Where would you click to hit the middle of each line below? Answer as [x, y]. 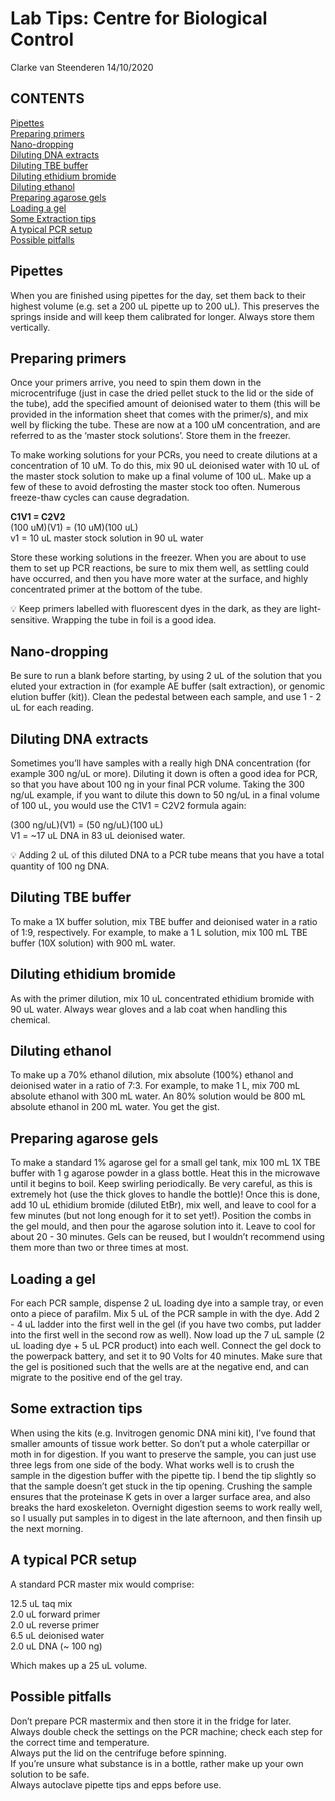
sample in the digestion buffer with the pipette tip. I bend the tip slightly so [163, 1475]
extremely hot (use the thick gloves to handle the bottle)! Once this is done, [165, 1194]
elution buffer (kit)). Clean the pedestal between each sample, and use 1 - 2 [166, 697]
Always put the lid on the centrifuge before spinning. [118, 1753]
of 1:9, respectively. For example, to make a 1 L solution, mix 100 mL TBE [159, 932]
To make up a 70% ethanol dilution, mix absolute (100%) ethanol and [152, 1075]
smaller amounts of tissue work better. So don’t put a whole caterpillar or [160, 1443]
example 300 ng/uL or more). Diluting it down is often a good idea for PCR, [164, 773]
